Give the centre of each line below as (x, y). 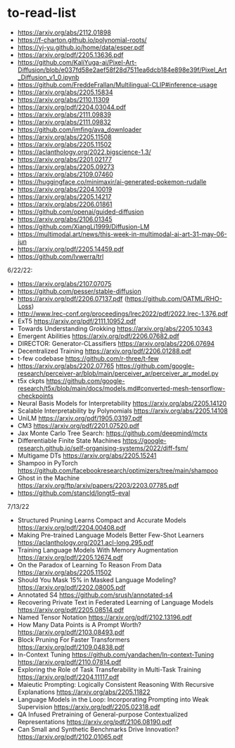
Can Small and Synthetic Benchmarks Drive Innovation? (98, 729)
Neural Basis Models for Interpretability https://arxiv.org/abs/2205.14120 (122, 403)
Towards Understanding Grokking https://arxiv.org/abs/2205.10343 (115, 328)
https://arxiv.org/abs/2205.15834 (65, 92)
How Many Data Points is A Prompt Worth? (80, 624)
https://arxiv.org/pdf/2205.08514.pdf (71, 610)
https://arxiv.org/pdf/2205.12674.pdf (70, 557)
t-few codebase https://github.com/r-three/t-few (88, 358)
